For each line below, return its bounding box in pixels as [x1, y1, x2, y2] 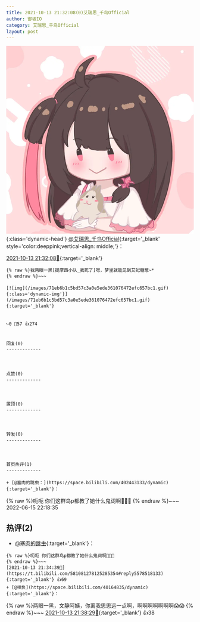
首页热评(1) [6, 462, 33, 468]
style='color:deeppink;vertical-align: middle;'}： [6, 243, 124, 250]
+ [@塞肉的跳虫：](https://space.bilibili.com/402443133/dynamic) [6, 480, 169, 486]
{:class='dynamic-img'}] [6, 291, 68, 298]
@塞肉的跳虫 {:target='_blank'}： [14, 540, 95, 547]
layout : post [6, 29, 39, 35]
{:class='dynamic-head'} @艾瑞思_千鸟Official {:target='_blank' [6, 236, 160, 243]
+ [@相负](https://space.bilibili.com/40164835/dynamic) [6, 584, 149, 590]
